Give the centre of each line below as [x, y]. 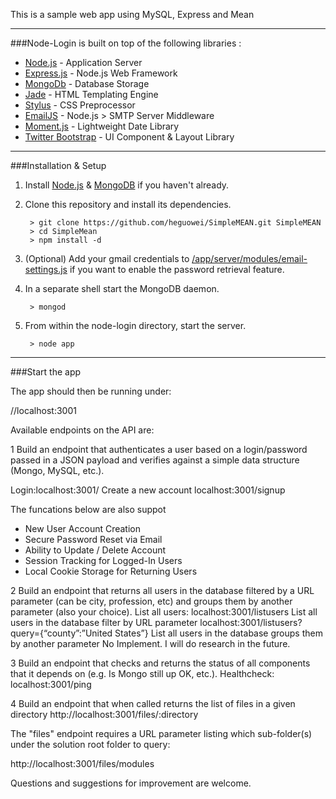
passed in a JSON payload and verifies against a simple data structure [155, 460]
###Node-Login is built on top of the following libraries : [126, 43]
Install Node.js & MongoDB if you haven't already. [127, 185]
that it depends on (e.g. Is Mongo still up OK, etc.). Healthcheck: [142, 673]
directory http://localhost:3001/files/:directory [104, 714]
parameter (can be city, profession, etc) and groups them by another [151, 601]
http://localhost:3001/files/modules [82, 763]
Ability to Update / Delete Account [95, 550]
